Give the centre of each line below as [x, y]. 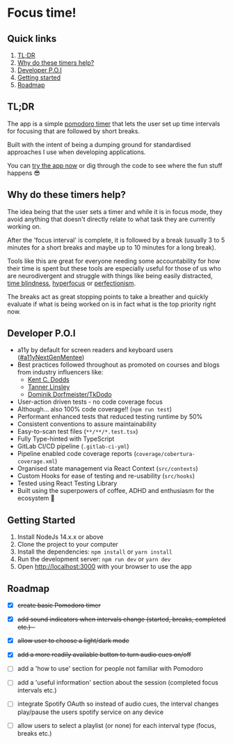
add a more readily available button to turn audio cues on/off [104, 655]
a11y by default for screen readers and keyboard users [95, 350]
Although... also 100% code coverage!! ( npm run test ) [95, 409]
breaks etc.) [34, 733]
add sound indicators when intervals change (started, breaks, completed [121, 619]
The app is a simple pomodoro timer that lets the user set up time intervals [114, 123]
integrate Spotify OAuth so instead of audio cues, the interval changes [118, 704]
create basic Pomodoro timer [59, 605]
